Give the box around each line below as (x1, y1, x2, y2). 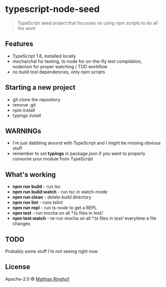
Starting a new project (5, 83, 76, 92)
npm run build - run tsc (12, 183, 61, 190)
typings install (12, 112, 41, 118)
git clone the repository (12, 96, 61, 103)
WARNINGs (5, 127, 41, 135)
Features (5, 40, 33, 48)
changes (12, 221, 31, 227)
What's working (5, 170, 56, 179)
